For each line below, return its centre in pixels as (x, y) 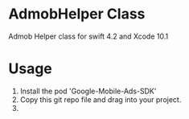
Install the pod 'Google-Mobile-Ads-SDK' (88, 91)
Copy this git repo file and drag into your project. (101, 99)
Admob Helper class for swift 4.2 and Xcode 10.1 (88, 36)
